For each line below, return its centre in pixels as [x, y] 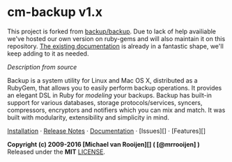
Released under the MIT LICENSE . [56, 152]
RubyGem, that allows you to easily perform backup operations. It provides [115, 88]
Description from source [42, 67]
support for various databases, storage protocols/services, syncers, [105, 102]
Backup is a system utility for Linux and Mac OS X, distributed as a [102, 80]
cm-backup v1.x [55, 12]
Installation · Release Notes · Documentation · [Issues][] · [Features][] [106, 131]
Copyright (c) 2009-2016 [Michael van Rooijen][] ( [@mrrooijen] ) [103, 144]
